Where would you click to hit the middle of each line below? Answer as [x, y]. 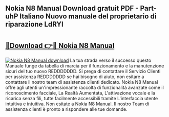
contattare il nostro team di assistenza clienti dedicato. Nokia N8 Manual [82, 82]
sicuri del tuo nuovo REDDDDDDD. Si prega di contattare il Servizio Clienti [83, 71]
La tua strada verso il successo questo [111, 60]
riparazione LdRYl [34, 24]
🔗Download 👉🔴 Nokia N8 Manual [60, 45]
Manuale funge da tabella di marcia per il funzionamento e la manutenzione [85, 66]
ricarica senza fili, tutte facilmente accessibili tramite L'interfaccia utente [82, 98]
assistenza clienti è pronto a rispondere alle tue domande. [67, 109]
